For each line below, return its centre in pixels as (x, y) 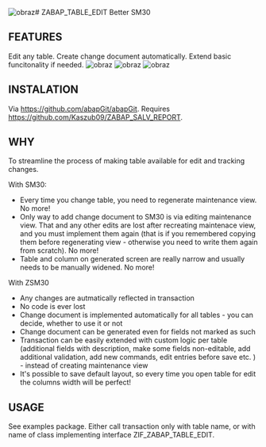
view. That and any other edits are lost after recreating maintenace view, (138, 225)
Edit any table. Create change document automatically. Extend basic (120, 56)
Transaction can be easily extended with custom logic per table (123, 340)
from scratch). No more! (59, 250)
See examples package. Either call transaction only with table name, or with (132, 426)
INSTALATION (44, 90)
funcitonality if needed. (46, 64)
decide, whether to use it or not (71, 323)
